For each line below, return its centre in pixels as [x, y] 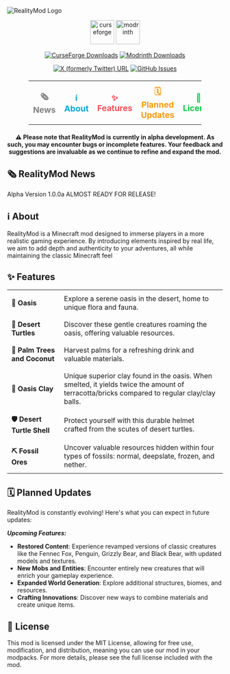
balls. [73, 402]
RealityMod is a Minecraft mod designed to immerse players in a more [106, 233]
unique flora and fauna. [101, 307]
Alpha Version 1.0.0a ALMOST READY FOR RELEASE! [81, 194]
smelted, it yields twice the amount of [124, 384]
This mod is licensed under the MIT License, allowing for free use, [100, 643]
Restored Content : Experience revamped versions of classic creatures [117, 546]
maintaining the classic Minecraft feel [60, 255]
